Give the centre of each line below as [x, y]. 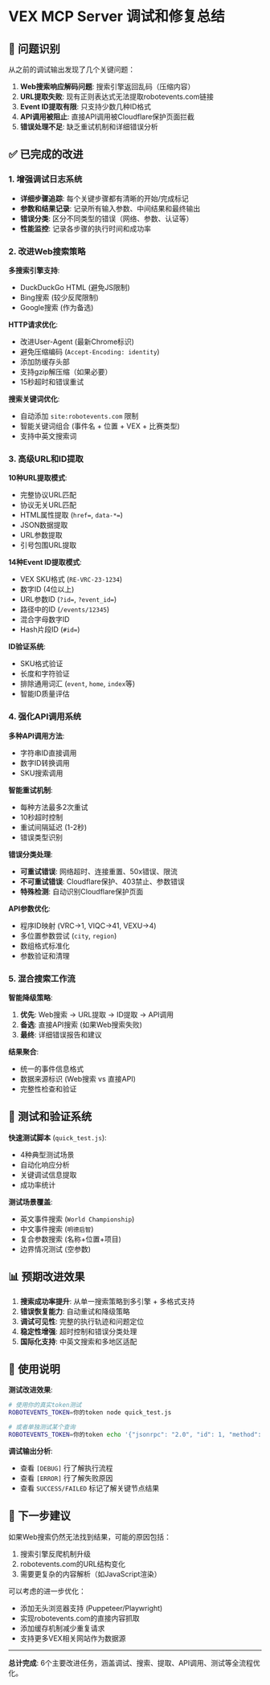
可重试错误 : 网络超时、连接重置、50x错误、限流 [99, 871]
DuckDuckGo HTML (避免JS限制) [75, 287]
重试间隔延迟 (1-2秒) [53, 827]
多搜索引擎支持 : [34, 270]
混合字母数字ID [45, 620]
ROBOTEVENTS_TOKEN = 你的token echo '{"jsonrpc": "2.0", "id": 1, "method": [135, 1434]
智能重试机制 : [31, 790]
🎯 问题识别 [34, 49]
